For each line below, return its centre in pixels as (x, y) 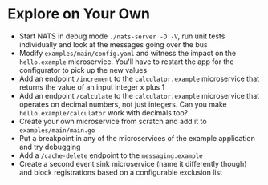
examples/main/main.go (57, 130)
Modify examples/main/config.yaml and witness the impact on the (128, 53)
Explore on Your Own (79, 14)
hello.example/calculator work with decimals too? (104, 112)
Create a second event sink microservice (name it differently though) (133, 163)
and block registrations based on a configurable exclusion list (120, 172)
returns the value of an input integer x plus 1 (92, 87)
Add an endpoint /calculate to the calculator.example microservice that (139, 95)
